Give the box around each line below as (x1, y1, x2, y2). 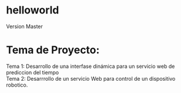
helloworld (6, 4, 59, 17)
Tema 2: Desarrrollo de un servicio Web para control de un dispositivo (6, 75, 176, 82)
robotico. (6, 81, 28, 88)
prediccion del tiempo (6, 68, 59, 76)
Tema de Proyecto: (6, 43, 100, 57)
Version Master (6, 23, 43, 30)
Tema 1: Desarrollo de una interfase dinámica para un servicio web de (6, 63, 175, 70)
